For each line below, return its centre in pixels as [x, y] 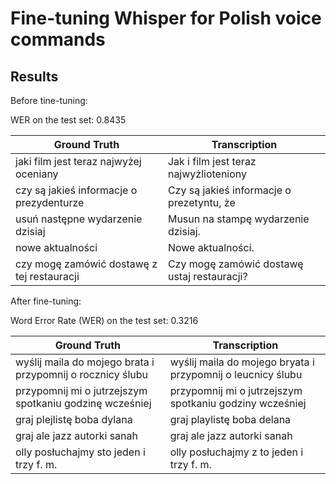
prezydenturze [50, 202]
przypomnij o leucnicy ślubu [236, 374]
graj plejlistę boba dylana [74, 419]
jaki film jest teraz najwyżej [78, 161]
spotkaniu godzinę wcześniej [83, 403]
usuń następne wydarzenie [79, 219]
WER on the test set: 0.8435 [68, 120]
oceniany [37, 174]
